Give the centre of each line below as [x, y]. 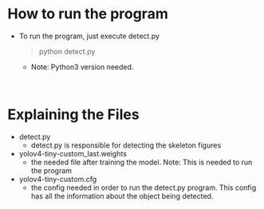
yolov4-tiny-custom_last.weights [73, 153]
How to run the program [88, 14]
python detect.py [67, 51]
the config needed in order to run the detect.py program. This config [144, 187]
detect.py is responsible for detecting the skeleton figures [126, 145]
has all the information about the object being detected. [122, 195]
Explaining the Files [74, 114]
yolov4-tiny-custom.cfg [58, 179]
